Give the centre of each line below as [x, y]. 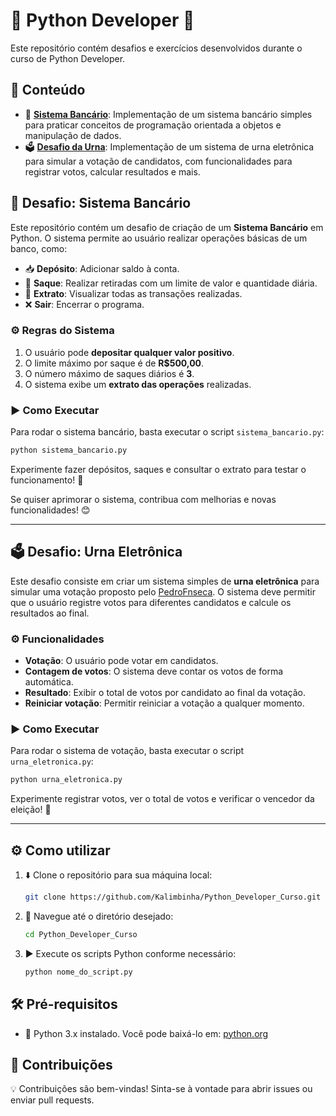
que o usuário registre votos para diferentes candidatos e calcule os [151, 602]
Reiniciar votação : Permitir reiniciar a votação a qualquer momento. [164, 703]
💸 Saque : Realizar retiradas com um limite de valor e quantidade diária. [171, 283]
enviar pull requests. [52, 1100]
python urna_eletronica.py [66, 780]
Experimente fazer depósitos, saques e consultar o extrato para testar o [158, 470]
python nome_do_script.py [78, 972]
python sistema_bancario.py [69, 450]
